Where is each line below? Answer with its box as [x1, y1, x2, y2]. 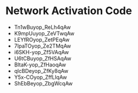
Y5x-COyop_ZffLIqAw [14, 74, 67, 81]
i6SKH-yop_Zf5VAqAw [14, 48, 69, 55]
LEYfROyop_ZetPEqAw [14, 36, 70, 43]
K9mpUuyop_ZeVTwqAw [14, 29, 75, 36]
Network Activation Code [5, 4, 132, 18]
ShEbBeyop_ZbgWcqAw [14, 79, 73, 87]
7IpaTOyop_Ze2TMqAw [14, 42, 71, 49]
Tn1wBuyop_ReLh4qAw [14, 24, 71, 31]
